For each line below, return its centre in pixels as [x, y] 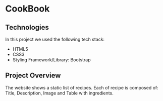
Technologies [27, 27]
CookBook [28, 9]
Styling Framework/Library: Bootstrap [51, 60]
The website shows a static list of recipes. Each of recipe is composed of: [82, 87]
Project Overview [33, 76]
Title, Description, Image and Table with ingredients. [59, 93]
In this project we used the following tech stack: [55, 39]
